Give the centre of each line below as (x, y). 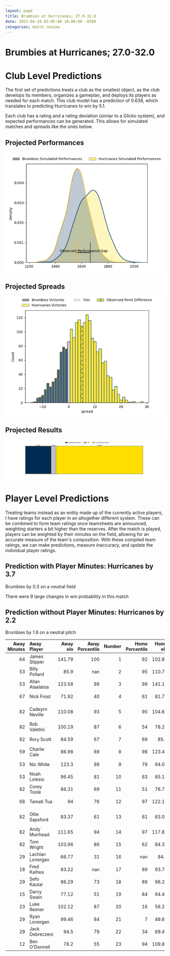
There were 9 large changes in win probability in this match (67, 596)
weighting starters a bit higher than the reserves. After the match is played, (83, 529)
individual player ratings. (31, 550)
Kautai (36, 884)
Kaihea (37, 872)
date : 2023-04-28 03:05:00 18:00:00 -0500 (51, 21)
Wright (36, 847)
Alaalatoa (39, 687)
